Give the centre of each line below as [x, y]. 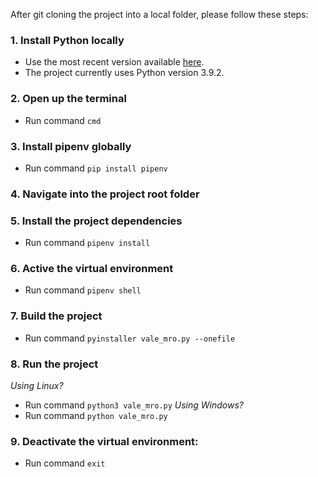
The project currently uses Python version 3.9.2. [124, 73]
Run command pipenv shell [83, 290]
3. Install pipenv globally [71, 146]
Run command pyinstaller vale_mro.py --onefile [130, 338]
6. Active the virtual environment [92, 269]
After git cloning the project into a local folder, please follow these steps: [159, 14]
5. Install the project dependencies [96, 221]
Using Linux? [37, 385]
